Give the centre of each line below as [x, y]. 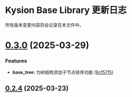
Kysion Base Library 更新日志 [66, 10]
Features [16, 61]
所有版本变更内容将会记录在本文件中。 [44, 25]
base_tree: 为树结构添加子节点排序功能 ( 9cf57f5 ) [63, 72]
